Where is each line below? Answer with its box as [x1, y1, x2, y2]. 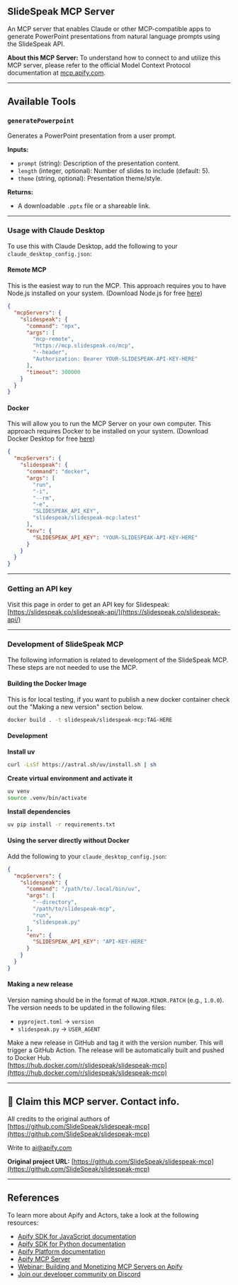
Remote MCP [7, 265, 47, 274]
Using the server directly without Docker [7, 837, 130, 845]
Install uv [7, 748, 35, 756]
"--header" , [33, 349, 69, 356]
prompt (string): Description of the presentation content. [17, 159, 181, 167]
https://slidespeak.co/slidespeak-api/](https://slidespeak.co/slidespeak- [9, 607, 221, 616]
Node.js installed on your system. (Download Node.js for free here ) [7, 289, 203, 297]
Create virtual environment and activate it [7, 773, 133, 783]
